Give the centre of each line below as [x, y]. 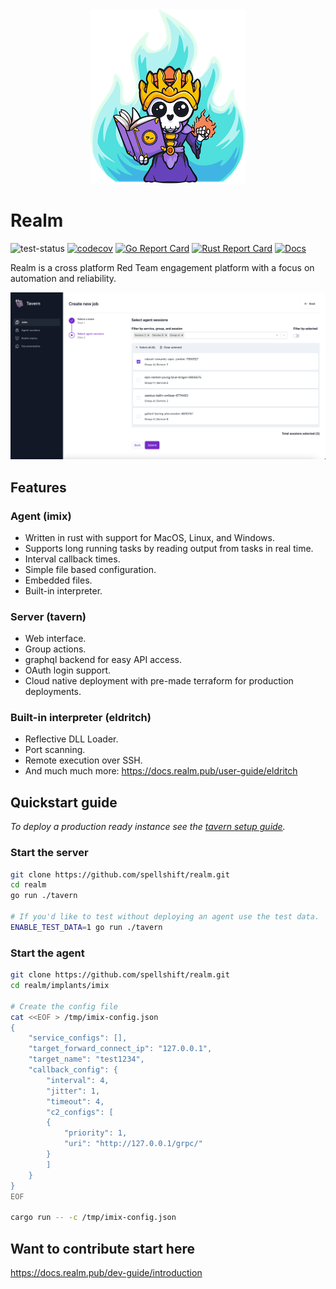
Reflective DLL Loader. [71, 739]
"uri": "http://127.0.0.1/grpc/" [133, 1144]
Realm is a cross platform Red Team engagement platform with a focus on [162, 267]
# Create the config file [64, 1006]
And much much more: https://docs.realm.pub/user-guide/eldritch [161, 771]
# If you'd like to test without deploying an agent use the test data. [165, 917]
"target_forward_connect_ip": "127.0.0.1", [120, 1049]
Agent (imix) [41, 516]
